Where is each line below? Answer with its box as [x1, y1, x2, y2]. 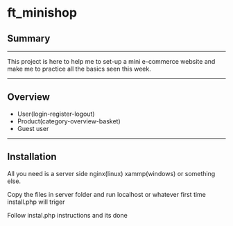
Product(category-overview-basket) [17, 116, 121, 125]
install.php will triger [7, 198, 65, 206]
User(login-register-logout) [17, 110, 95, 118]
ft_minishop [7, 5, 78, 21]
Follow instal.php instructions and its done [7, 211, 128, 219]
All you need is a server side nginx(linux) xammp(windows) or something [7, 169, 216, 177]
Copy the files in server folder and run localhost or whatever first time [7, 190, 207, 198]
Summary [7, 33, 51, 44]
